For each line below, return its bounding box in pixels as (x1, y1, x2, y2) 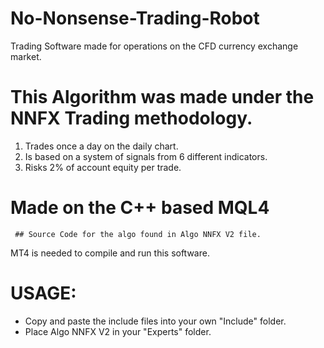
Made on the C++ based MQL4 (10, 197, 270, 219)
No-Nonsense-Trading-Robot (10, 7, 260, 30)
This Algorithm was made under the (10, 86, 315, 109)
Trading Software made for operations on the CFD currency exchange (10, 40, 299, 52)
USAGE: (10, 282, 77, 304)
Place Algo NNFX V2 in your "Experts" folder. (24, 325, 212, 337)
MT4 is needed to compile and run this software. (10, 247, 210, 259)
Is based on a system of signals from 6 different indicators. (24, 150, 268, 162)
